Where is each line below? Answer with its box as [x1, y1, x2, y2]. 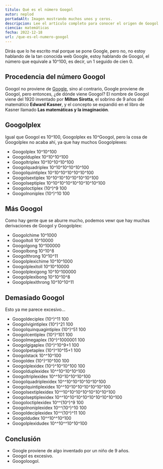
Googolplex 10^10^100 [12, 148, 57, 155]
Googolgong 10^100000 [12, 243, 61, 248]
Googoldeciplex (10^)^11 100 [12, 316, 69, 322]
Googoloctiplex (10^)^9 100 [12, 185, 67, 191]
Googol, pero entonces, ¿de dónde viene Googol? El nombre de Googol [5, 91, 149, 97]
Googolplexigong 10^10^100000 [12, 269, 77, 275]
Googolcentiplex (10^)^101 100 [12, 332, 73, 338]
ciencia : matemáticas [5, 26, 49, 30]
